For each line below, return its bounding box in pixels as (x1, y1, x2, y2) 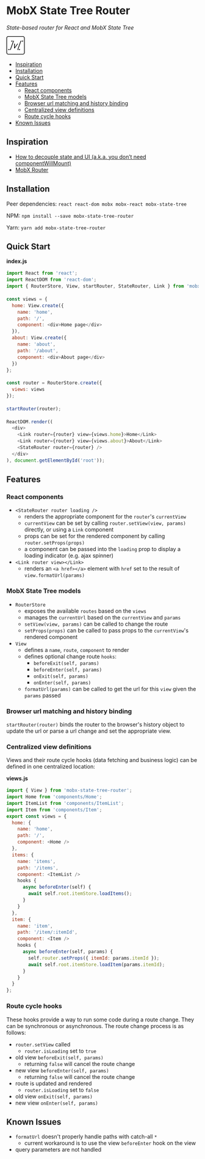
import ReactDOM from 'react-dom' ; (6, 276, 97, 283)
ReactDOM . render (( (6, 418, 53, 425)
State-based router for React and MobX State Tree (6, 24, 134, 31)
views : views (12, 387, 45, 393)
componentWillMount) (15, 160, 71, 167)
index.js (6, 257, 27, 265)
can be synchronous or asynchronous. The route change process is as (6, 1022, 184, 1029)
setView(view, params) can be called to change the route (24, 620, 168, 628)
